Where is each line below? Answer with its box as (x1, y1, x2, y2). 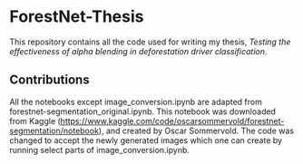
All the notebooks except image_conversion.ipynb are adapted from (9, 96, 263, 107)
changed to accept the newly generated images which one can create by (9, 134, 283, 146)
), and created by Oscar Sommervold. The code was (98, 125, 295, 136)
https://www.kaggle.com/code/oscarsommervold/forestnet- (60, 115, 285, 126)
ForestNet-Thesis (9, 6, 144, 27)
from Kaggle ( (9, 115, 61, 126)
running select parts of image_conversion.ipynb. (9, 144, 191, 155)
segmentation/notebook (9, 125, 100, 136)
